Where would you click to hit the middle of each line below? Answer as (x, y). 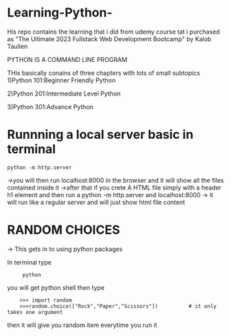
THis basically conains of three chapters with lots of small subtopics (104, 73)
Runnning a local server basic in (100, 135)
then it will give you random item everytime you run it (82, 325)
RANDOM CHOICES (64, 230)
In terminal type (29, 262)
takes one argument (35, 312)
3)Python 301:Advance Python (51, 107)
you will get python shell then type (56, 287)
